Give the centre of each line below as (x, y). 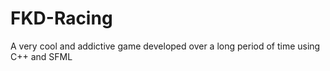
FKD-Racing (61, 18)
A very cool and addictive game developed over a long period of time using (165, 46)
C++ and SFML (41, 56)
